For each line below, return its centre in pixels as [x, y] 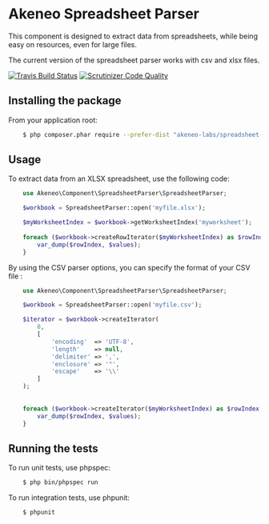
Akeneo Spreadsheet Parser [104, 14]
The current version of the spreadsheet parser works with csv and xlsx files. [134, 60]
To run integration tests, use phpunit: [69, 498]
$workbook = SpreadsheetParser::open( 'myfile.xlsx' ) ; [114, 208]
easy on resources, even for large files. [73, 44]
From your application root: [53, 120]
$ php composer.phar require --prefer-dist [96, 134]
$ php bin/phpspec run [60, 482]
